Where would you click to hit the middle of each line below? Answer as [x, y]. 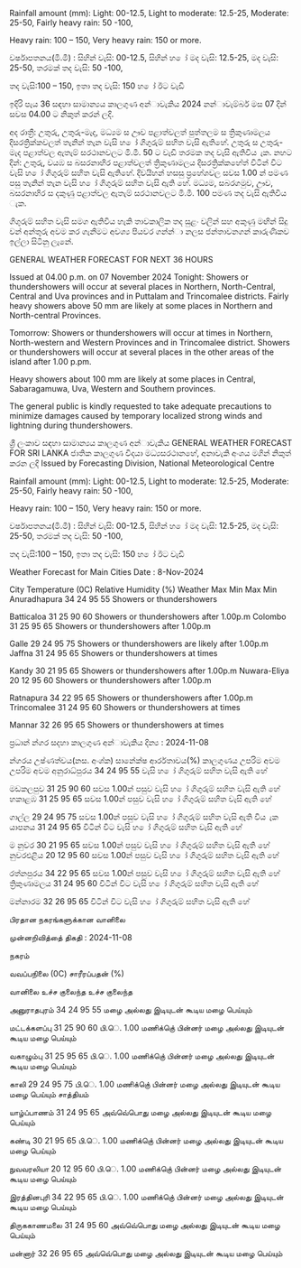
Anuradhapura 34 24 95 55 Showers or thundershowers [114, 599]
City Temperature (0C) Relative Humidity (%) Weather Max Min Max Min [143, 589]
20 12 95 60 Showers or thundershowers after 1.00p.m [110, 680]
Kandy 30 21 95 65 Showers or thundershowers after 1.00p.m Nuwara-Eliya [150, 671]
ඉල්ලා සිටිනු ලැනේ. [41, 241]
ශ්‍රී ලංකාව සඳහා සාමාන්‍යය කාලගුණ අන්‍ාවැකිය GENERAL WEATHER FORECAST [151, 443]
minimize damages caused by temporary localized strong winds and [136, 416]
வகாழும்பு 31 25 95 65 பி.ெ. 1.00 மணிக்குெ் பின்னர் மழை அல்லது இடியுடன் [142, 1056]
